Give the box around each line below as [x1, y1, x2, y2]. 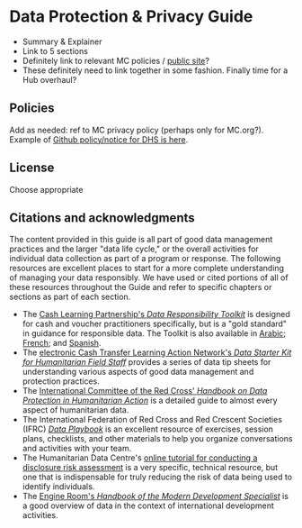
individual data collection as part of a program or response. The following [9, 253, 281, 264]
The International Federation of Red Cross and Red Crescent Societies [22, 414, 283, 425]
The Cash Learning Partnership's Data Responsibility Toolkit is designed [22, 309, 290, 320]
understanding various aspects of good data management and [22, 367, 254, 378]
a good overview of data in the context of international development [22, 500, 274, 511]
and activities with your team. [22, 443, 132, 454]
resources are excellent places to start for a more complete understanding [9, 263, 285, 274]
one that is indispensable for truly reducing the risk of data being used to [22, 471, 293, 483]
